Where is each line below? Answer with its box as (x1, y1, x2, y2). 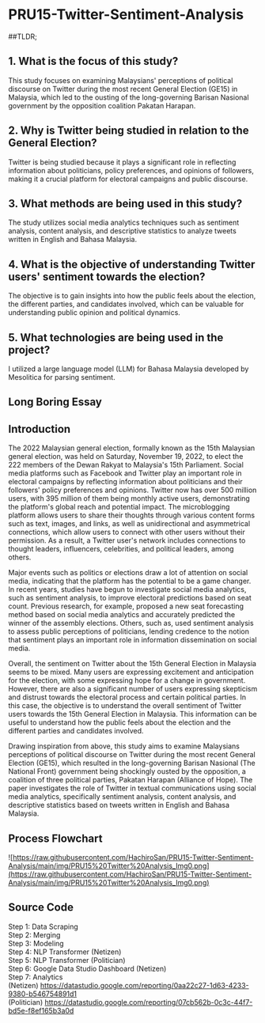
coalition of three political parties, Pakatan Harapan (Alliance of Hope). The (8, 775, 253, 785)
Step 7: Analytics (8, 972, 63, 982)
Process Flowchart (8, 832, 103, 845)
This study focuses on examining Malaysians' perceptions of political (8, 75, 233, 85)
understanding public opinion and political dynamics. (8, 308, 180, 317)
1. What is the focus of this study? (8, 55, 179, 68)
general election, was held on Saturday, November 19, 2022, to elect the (8, 452, 244, 461)
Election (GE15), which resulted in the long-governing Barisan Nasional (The (8, 758, 256, 768)
